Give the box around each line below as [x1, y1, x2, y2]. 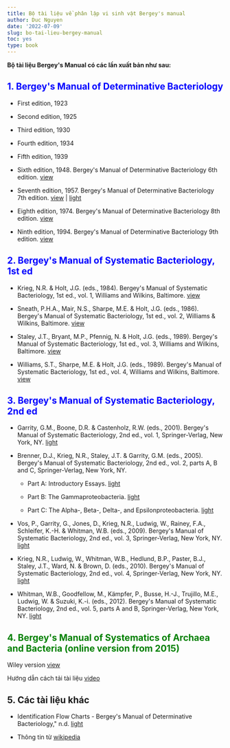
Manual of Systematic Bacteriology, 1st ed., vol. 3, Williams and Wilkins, [16, 340, 220, 348]
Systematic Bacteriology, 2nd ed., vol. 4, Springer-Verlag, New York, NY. [16, 569, 222, 577]
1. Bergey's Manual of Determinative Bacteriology [7, 80, 224, 93]
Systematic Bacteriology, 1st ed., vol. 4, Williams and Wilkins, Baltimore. [16, 367, 220, 375]
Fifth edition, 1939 [16, 152, 69, 160]
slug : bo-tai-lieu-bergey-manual [7, 29, 103, 36]
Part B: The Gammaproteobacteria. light [27, 493, 140, 501]
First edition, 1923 [16, 99, 68, 107]
